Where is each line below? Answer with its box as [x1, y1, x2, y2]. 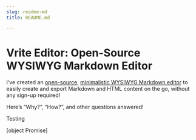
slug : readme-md [6, 8, 47, 15]
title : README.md [6, 15, 50, 21]
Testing [6, 115, 25, 122]
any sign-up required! [6, 92, 61, 99]
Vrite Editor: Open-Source [6, 46, 141, 59]
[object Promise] [6, 127, 48, 134]
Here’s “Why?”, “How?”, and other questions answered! [6, 104, 144, 111]
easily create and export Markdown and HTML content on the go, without [6, 85, 190, 93]
